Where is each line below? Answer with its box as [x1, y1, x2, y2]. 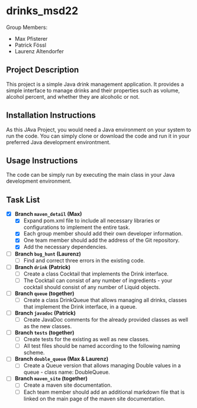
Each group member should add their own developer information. [23, 230, 183, 237]
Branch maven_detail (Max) [14, 211, 82, 218]
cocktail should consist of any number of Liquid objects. [23, 283, 161, 290]
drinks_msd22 [6, 4, 79, 18]
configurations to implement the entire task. [23, 224, 130, 231]
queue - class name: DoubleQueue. [23, 368, 111, 376]
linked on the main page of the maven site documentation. [23, 395, 166, 402]
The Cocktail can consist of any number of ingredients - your [23, 277, 173, 284]
